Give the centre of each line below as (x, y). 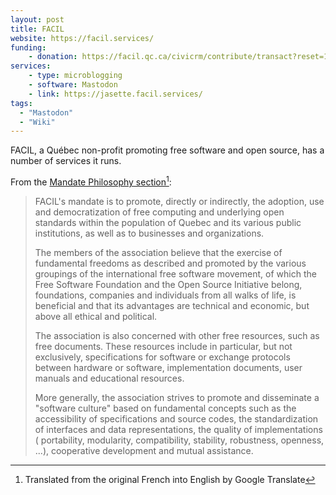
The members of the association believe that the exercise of (158, 252)
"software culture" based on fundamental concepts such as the (165, 408)
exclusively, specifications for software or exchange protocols (162, 357)
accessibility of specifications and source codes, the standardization (176, 418)
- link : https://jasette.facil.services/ (115, 94)
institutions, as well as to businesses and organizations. (149, 233)
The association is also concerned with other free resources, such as (177, 335)
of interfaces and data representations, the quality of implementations (178, 429)
